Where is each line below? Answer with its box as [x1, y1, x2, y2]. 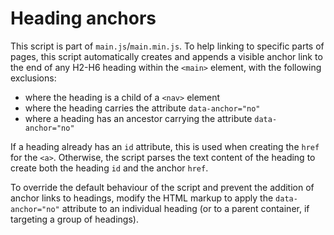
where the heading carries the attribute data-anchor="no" [24, 102, 261, 114]
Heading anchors [10, 7, 157, 30]
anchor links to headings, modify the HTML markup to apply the [10, 192, 274, 204]
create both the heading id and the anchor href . [10, 162, 209, 174]
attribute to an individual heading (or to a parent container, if [61, 202, 310, 214]
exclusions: [10, 72, 57, 84]
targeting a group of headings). [10, 213, 139, 225]
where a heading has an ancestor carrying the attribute [24, 112, 253, 124]
